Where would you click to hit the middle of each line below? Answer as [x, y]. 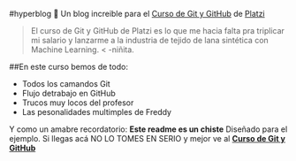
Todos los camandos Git [66, 84]
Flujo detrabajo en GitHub [69, 93]
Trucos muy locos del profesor [78, 103]
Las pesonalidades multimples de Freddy [97, 112]
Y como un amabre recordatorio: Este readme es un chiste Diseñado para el [148, 129]
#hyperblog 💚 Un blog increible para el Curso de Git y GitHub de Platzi [137, 14]
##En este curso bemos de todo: [68, 67]
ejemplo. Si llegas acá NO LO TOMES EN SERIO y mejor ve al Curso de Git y [147, 138]
